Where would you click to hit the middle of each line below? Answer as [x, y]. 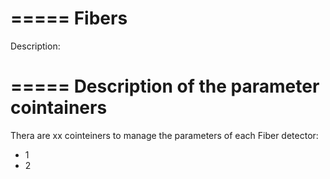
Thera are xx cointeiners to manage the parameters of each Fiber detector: [164, 135]
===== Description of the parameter [165, 86]
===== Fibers [69, 18]
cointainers [59, 108]
